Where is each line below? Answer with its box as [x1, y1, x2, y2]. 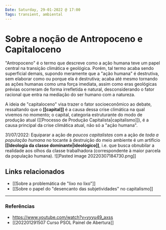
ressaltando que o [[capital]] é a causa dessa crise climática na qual [5, 107, 145, 113]
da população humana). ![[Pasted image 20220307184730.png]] [5, 153, 136, 159]
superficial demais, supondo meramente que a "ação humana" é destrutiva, [5, 70, 160, 77]
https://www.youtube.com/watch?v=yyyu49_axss [12, 214, 114, 220]
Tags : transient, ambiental [5, 12, 63, 17]
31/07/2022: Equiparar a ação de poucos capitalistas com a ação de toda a [5, 132, 159, 138]
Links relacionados [5, 167, 65, 176]
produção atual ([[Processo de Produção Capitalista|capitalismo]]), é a [5, 117, 149, 123]
